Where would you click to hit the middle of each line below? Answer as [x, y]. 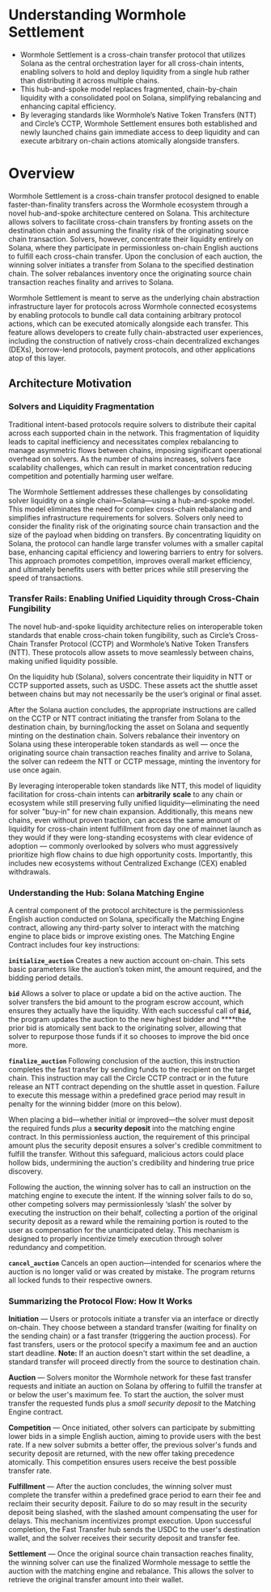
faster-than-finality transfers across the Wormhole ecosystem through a [129, 204]
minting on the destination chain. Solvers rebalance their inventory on [124, 735]
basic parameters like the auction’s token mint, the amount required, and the [135, 969]
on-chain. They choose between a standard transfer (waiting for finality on [133, 1328]
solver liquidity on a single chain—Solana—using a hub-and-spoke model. [131, 500]
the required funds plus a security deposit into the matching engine [122, 1128]
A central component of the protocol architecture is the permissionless [126, 910]
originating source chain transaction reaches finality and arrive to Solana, [130, 752]
